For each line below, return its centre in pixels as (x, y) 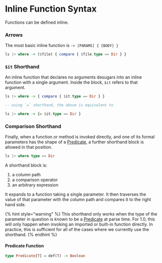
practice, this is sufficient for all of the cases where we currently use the (77, 230)
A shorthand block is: (26, 165)
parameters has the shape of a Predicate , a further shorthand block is (74, 142)
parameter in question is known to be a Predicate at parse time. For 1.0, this (80, 219)
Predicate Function (25, 246)
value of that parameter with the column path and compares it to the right (78, 200)
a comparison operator (35, 180)
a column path (26, 175)
